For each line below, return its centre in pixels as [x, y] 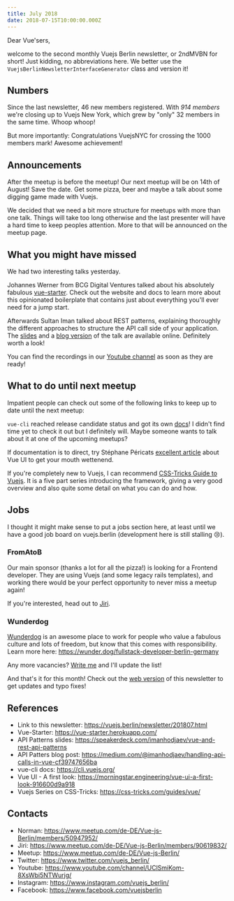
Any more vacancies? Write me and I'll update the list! [85, 665]
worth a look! [26, 343]
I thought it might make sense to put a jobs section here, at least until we [111, 527]
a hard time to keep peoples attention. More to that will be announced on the [117, 225]
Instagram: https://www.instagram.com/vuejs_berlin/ [93, 882]
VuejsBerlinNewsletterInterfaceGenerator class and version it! [98, 69]
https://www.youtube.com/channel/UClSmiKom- [115, 867]
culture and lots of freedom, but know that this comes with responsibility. [112, 644]
